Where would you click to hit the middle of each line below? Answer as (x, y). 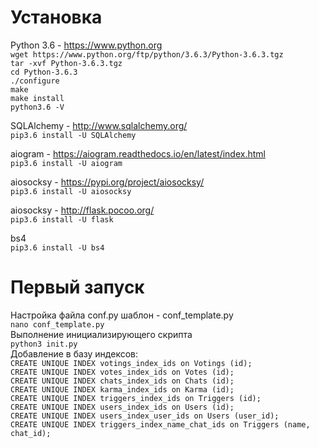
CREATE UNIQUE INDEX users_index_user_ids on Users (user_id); (145, 416)
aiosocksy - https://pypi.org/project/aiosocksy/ (107, 182)
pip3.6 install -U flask (62, 219)
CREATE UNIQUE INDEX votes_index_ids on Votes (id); (122, 372)
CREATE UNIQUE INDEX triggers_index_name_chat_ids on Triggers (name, (160, 424)
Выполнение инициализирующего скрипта (101, 334)
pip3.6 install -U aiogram (66, 163)
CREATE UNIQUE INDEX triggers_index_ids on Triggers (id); (136, 398)
